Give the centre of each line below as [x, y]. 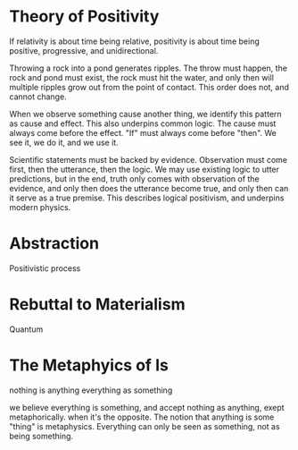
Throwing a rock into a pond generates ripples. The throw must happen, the [149, 68]
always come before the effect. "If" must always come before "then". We [143, 132]
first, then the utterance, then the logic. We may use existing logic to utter [144, 169]
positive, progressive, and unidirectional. [84, 50]
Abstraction [54, 244]
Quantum [26, 329]
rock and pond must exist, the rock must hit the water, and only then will [142, 77]
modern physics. [40, 207]
